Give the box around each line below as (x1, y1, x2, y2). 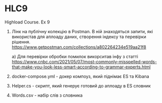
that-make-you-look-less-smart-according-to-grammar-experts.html (11, 64, 151, 70)
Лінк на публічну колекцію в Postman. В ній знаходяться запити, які (11, 28, 153, 34)
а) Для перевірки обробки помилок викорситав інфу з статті (11, 53, 138, 59)
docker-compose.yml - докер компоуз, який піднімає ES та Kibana (11, 73, 150, 79)
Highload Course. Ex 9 (4, 19, 50, 25)
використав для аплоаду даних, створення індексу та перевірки (11, 34, 146, 40)
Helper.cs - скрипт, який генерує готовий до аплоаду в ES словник (11, 82, 151, 88)
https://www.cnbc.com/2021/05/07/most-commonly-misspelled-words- (11, 59, 157, 64)
